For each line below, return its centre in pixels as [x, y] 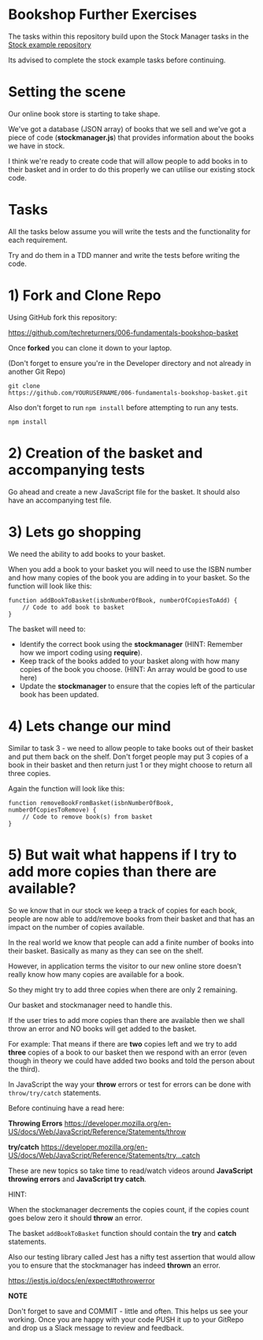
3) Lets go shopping [75, 532]
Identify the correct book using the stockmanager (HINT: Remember [131, 644]
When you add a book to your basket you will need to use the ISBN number [130, 569]
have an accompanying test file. [60, 500]
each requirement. [38, 240]
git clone [24, 386]
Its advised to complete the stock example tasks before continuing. [117, 60]
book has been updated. [59, 694]
